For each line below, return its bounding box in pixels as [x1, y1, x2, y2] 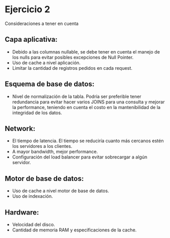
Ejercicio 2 [5, 4, 51, 15]
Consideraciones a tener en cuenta [5, 20, 79, 27]
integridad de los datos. [12, 110, 62, 116]
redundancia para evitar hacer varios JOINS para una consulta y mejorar [12, 98, 165, 105]
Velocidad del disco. [12, 222, 55, 227]
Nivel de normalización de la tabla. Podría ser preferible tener [12, 93, 141, 99]
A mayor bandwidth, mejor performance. [12, 149, 98, 155]
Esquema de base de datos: [5, 80, 95, 89]
